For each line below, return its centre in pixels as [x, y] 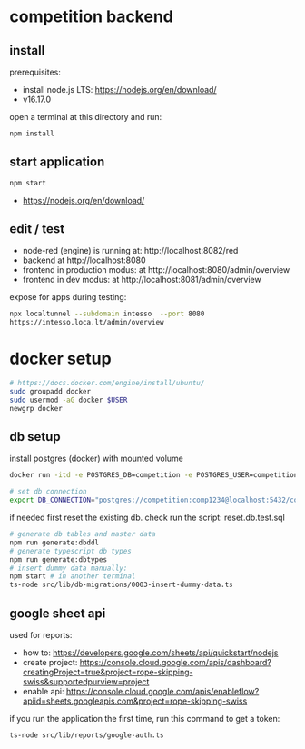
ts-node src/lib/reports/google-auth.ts [87, 735]
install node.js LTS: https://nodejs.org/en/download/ [119, 90]
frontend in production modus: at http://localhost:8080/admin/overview [156, 270]
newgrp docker [36, 408]
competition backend [92, 17]
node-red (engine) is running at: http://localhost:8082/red [130, 251]
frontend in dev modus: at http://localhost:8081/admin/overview [142, 280]
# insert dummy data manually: [69, 568]
